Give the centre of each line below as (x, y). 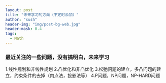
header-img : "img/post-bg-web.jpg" (43, 24)
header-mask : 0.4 (24, 29)
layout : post (19, 10)
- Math (17, 39)
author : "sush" (21, 19)
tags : (11, 34)
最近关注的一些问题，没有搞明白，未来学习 (57, 57)
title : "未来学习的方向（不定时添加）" (42, 15)
